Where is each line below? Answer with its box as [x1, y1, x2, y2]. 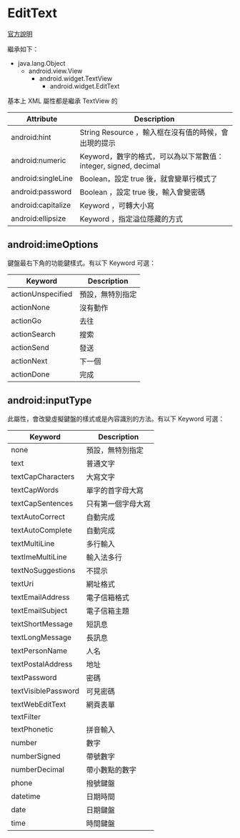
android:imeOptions [7, 239, 99, 251]
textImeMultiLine [11, 552, 67, 562]
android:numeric [11, 155, 66, 165]
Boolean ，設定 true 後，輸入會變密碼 [79, 187, 206, 197]
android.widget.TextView [39, 74, 113, 83]
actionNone [11, 302, 50, 312]
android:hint [11, 132, 51, 142]
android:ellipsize [11, 213, 66, 223]
